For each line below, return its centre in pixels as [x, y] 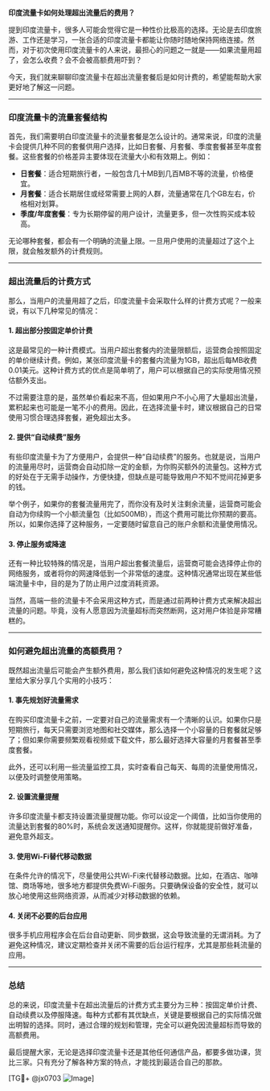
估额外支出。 [29, 380]
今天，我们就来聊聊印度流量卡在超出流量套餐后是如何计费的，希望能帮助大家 [135, 77]
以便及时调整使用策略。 [47, 776]
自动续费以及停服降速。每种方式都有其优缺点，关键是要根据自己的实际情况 [131, 1015]
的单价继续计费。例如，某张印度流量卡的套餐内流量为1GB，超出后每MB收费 [133, 360]
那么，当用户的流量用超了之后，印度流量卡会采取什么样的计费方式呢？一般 [131, 300]
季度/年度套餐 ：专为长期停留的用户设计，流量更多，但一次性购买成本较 [137, 214]
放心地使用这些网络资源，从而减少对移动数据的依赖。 [96, 895]
